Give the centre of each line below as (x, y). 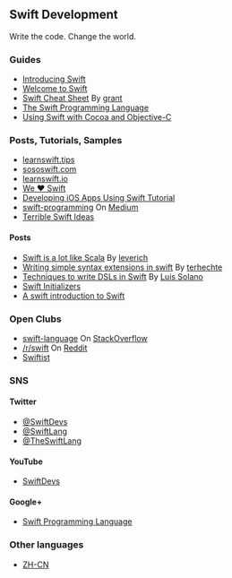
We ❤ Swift (44, 188)
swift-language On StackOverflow (85, 338)
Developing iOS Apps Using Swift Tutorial (99, 198)
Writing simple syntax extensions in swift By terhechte (122, 267)
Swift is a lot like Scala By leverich (85, 257)
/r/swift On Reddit (55, 348)
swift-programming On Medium (80, 207)
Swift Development (64, 15)
